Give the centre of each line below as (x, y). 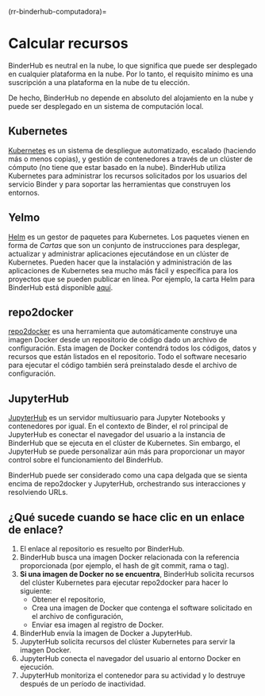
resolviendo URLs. (38, 493)
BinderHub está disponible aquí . (61, 287)
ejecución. (36, 667)
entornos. (24, 192)
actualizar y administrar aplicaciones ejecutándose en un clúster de (119, 253)
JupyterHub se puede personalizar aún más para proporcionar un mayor (127, 451)
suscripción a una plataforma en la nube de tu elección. (99, 82)
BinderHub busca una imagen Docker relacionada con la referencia (129, 557)
